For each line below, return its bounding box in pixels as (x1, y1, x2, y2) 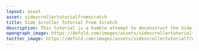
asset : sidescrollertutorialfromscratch (6, 14, 108, 20)
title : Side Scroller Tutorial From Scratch (6, 19, 118, 25)
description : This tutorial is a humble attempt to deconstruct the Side (6, 25, 192, 31)
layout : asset (6, 8, 41, 15)
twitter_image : (6, 36, 44, 42)
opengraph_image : (6, 30, 49, 36)
